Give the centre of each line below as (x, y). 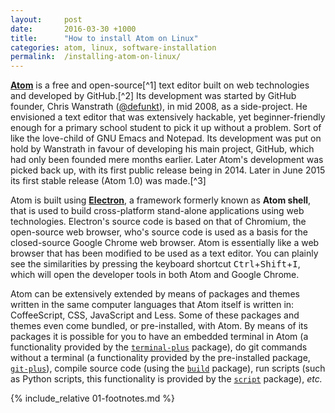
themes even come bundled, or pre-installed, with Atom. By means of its (159, 326)
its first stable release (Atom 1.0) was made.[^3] (108, 181)
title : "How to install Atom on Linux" (104, 38)
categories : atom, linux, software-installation (113, 47)
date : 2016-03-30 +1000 (73, 29)
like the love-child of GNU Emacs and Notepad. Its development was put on (166, 138)
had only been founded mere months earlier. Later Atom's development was (167, 160)
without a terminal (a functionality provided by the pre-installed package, (160, 358)
